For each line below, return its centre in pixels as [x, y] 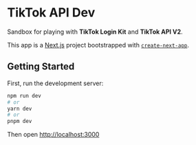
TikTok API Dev [51, 13]
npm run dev [24, 96]
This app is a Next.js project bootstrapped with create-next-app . [98, 45]
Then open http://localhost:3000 [53, 135]
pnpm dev [20, 122]
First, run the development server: [55, 83]
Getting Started [41, 67]
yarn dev [20, 109]
